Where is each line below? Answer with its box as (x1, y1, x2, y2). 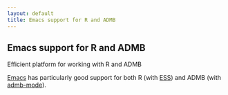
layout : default (7, 10, 54, 17)
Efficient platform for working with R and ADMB (7, 60, 142, 69)
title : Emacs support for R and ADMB (7, 17, 116, 23)
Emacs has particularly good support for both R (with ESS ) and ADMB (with (7, 74, 221, 82)
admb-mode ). (7, 81, 47, 89)
